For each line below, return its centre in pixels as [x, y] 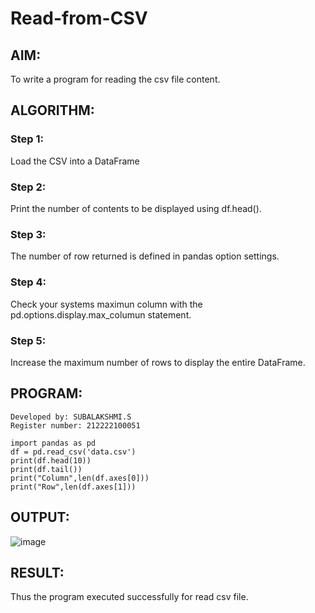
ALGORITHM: [52, 110]
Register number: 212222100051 [75, 425]
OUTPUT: [40, 517]
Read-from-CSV [79, 18]
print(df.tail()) [46, 469]
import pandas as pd [53, 443]
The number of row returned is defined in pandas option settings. [145, 256]
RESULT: [37, 572]
